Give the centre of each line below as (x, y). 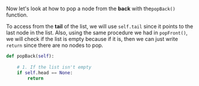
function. (17, 15)
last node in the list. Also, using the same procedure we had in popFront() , (97, 33)
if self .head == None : (45, 73)
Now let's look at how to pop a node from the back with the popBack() (91, 9)
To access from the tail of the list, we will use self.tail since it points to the (100, 26)
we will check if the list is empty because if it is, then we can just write (92, 39)
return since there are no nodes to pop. (55, 45)
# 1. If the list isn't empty (54, 67)
